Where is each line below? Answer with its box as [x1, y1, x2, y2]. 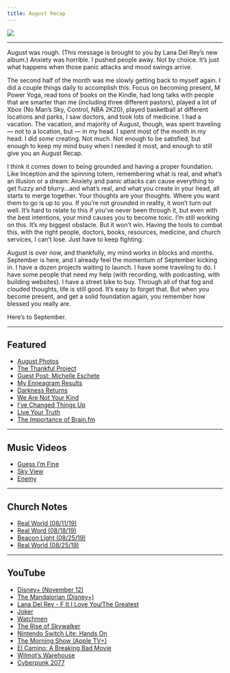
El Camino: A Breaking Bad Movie [16, 644, 112, 652]
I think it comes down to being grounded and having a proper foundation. [7, 162, 214, 170]
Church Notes [7, 501, 68, 512]
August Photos [16, 357, 60, 366]
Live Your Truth [16, 408, 60, 416]
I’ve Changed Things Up [16, 401, 86, 409]
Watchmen [16, 615, 48, 623]
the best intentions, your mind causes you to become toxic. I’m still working [7, 213, 220, 222]
